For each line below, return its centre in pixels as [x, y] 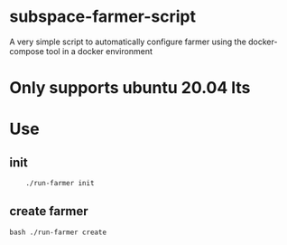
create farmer [49, 211]
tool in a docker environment [100, 51]
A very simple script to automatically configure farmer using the [128, 42]
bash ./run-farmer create [58, 232]
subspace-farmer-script [103, 17]
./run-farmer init [60, 184]
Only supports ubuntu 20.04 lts [130, 88]
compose [27, 51]
